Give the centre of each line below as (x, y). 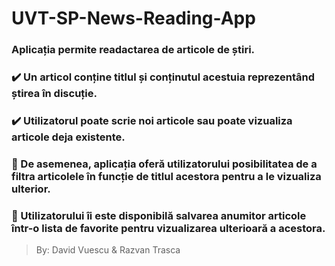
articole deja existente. (68, 137)
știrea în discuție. (54, 94)
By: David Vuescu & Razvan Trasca (108, 250)
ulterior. (31, 189)
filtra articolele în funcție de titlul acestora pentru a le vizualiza (166, 176)
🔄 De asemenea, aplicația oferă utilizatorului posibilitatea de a (164, 164)
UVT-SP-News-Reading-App (133, 18)
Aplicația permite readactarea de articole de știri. (133, 50)
